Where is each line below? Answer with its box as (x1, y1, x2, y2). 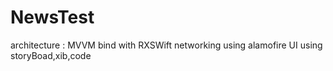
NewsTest (10, 6, 95, 29)
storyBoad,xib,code (10, 49, 92, 61)
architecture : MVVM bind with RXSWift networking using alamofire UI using (10, 39, 323, 51)
